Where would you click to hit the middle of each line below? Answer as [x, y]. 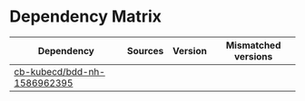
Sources [145, 50]
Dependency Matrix [85, 17]
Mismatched [253, 45]
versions [254, 56]
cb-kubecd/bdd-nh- [60, 71]
